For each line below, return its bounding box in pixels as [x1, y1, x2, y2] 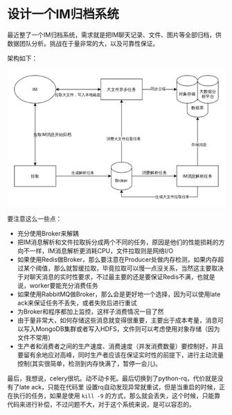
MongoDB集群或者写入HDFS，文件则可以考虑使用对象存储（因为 [35, 324, 220, 333]
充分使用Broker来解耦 [17, 229, 80, 237]
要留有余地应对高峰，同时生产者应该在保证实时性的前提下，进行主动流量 [17, 350, 224, 359]
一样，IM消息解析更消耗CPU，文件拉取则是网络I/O [29, 246, 174, 255]
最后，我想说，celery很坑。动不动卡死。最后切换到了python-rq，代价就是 [7, 374, 218, 382]
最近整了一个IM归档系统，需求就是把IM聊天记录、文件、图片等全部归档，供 [7, 31, 222, 39]
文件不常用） [17, 333, 54, 341]
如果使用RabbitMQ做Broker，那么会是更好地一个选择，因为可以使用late [17, 289, 221, 298]
